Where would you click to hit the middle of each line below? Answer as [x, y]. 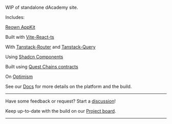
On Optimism [19, 77]
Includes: [15, 17]
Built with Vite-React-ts [30, 37]
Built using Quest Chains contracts [42, 67]
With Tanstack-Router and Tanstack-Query [50, 47]
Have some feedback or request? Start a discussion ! [61, 101]
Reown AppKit [20, 27]
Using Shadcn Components [34, 57]
